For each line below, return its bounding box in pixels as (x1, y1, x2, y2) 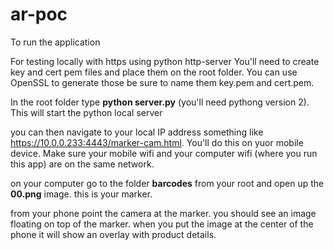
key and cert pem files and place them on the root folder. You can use (10, 66, 298, 78)
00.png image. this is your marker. (10, 188, 153, 200)
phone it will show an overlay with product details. (10, 228, 217, 240)
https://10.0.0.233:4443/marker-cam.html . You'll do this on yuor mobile (10, 136, 304, 148)
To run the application (10, 36, 101, 48)
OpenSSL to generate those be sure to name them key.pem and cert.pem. (10, 76, 315, 88)
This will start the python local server (10, 106, 163, 118)
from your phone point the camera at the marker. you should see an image (10, 207, 317, 219)
